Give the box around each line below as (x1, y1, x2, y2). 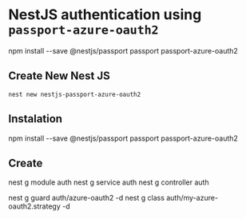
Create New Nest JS (8, 70, 110, 83)
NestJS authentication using (8, 6, 202, 24)
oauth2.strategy (8, 201, 61, 211)
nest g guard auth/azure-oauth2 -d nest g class (8, 193, 165, 203)
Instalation (8, 112, 62, 125)
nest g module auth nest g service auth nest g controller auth (8, 177, 209, 187)
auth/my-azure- (166, 193, 218, 203)
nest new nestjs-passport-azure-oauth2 (8, 90, 141, 98)
